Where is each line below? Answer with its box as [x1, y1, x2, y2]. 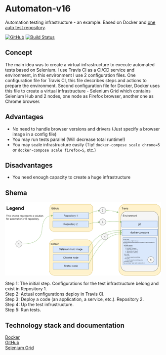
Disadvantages [5, 161, 53, 170]
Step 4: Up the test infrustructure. [5, 302, 74, 308]
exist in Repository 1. [5, 286, 47, 292]
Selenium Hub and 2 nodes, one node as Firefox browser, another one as [5, 93, 154, 99]
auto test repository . [5, 24, 46, 30]
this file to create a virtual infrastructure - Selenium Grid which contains [5, 88, 151, 94]
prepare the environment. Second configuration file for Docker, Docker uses [5, 83, 160, 89]
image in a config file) [12, 131, 57, 137]
